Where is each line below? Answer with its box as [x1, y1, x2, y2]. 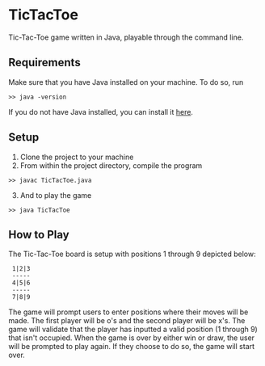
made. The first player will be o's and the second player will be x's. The [8, 316, 246, 326]
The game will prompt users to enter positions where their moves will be [8, 307, 249, 317]
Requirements [8, 56, 81, 69]
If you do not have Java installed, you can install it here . [8, 107, 194, 116]
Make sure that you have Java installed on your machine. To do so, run [8, 77, 244, 86]
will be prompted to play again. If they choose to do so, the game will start [8, 342, 255, 351]
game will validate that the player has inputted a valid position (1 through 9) [8, 325, 259, 334]
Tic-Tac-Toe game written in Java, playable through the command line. [8, 32, 244, 42]
